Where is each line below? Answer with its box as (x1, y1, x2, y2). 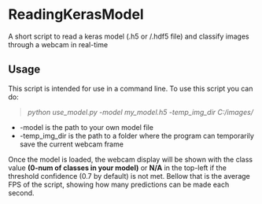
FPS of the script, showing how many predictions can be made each (8, 180, 230, 189)
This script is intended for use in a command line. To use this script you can (8, 83, 253, 93)
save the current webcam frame (19, 139, 124, 149)
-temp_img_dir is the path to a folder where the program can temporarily (19, 131, 254, 140)
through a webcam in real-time (8, 39, 109, 49)
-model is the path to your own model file (19, 122, 153, 132)
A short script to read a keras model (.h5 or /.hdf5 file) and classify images (8, 32, 249, 41)
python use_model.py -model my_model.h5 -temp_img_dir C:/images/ (27, 107, 254, 117)
